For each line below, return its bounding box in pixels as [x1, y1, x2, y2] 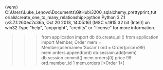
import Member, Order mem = [41, 39, 101, 45]
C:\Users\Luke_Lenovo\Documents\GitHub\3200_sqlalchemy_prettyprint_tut [5, 9, 157, 15]
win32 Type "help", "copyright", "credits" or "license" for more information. [5, 25, 156, 31]
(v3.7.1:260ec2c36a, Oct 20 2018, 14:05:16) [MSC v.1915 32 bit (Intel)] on [5, 19, 150, 25]
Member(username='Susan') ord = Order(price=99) [41, 45, 145, 50]
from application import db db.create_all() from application [41, 34, 159, 40]
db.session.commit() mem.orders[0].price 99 [41, 55, 132, 60]
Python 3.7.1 [101, 15, 126, 20]
